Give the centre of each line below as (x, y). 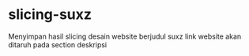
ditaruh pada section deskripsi (58, 44)
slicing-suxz (50, 15)
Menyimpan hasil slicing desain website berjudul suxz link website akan (125, 36)
